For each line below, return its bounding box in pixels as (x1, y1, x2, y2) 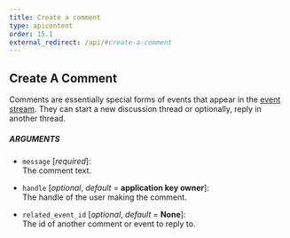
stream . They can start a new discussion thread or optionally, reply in (9, 104, 262, 115)
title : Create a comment (9, 12, 101, 22)
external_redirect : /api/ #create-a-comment (9, 37, 173, 47)
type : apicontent (9, 21, 74, 30)
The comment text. (21, 165, 91, 176)
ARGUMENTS (9, 133, 60, 144)
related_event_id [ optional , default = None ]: (21, 210, 186, 220)
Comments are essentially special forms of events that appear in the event (9, 94, 281, 105)
